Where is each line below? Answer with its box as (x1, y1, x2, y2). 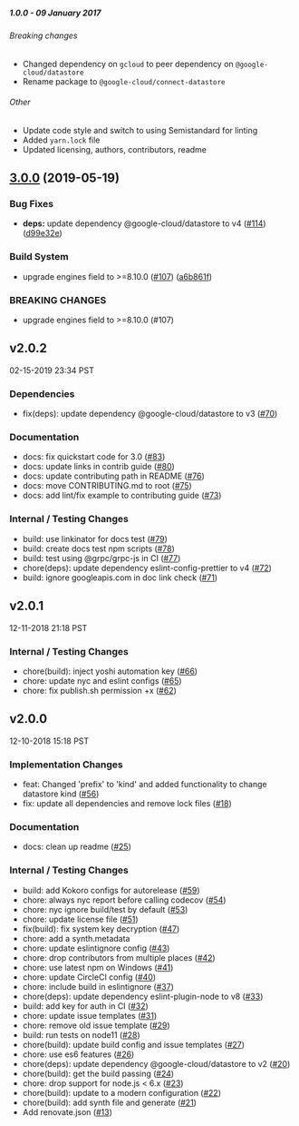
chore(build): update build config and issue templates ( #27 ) (22, 1039, 246, 1050)
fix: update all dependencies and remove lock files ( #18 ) (22, 797, 233, 808)
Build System (9, 251, 70, 263)
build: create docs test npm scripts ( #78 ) (22, 543, 175, 554)
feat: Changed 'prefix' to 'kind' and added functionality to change (22, 778, 267, 789)
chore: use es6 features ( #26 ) (22, 1049, 135, 1060)
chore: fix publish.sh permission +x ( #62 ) (22, 685, 177, 696)
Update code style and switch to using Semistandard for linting (22, 124, 258, 135)
